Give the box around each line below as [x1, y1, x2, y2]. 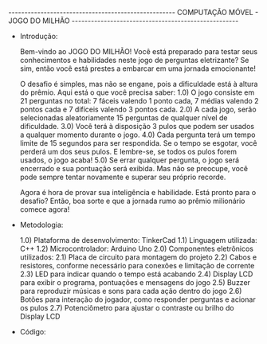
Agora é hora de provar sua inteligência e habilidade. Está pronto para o [19, 188, 257, 197]
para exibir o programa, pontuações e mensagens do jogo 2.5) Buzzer [19, 278, 251, 287]
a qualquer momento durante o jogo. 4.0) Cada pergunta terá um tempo [19, 130, 256, 139]
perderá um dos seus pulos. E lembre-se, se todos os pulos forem [19, 147, 238, 156]
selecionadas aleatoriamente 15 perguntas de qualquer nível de [19, 113, 228, 123]
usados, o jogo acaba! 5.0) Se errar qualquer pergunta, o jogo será [19, 155, 240, 165]
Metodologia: [19, 220, 64, 229]
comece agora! [19, 205, 70, 214]
